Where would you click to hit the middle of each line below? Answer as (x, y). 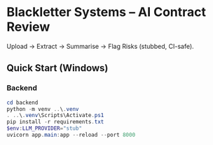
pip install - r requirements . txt (55, 122)
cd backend (22, 102)
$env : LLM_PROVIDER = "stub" (44, 129)
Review (28, 27)
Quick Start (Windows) (57, 68)
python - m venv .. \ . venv (43, 109)
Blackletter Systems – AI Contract (106, 12)
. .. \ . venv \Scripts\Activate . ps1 (55, 116)
